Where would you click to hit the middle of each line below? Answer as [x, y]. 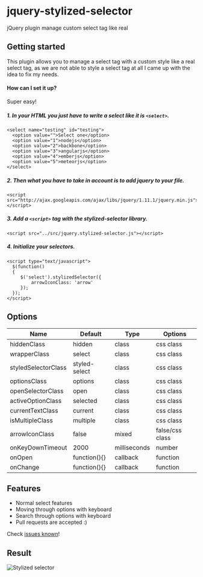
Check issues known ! [33, 534]
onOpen [21, 457]
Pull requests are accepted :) [51, 522]
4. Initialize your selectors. [41, 247]
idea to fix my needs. [33, 74]
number [167, 447]
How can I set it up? [32, 88]
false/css [169, 430]
